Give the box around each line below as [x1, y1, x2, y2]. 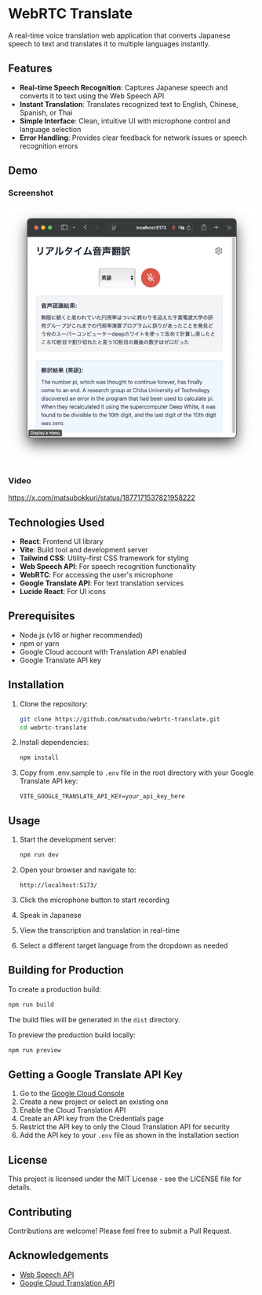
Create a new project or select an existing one [19, 1097, 169, 1106]
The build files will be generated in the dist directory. [8, 1014, 180, 1024]
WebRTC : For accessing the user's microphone [19, 570, 173, 580]
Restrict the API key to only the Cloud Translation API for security [19, 1122, 230, 1132]
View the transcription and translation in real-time [19, 926, 180, 935]
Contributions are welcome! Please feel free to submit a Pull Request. [8, 1227, 232, 1236]
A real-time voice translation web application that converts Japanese [8, 31, 231, 40]
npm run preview [8, 1046, 61, 1054]
